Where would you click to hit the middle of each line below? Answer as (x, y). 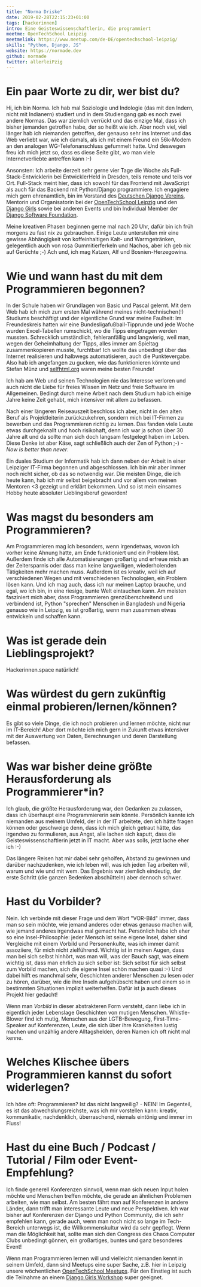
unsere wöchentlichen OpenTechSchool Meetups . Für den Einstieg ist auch (99, 1271)
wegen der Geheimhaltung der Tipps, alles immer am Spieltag (82, 344)
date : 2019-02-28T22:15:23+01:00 (48, 17)
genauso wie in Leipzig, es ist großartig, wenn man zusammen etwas (91, 610)
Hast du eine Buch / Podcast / (81, 1148)
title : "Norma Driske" (34, 12)
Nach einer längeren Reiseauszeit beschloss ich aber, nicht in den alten (94, 411)
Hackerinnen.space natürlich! (42, 670)
